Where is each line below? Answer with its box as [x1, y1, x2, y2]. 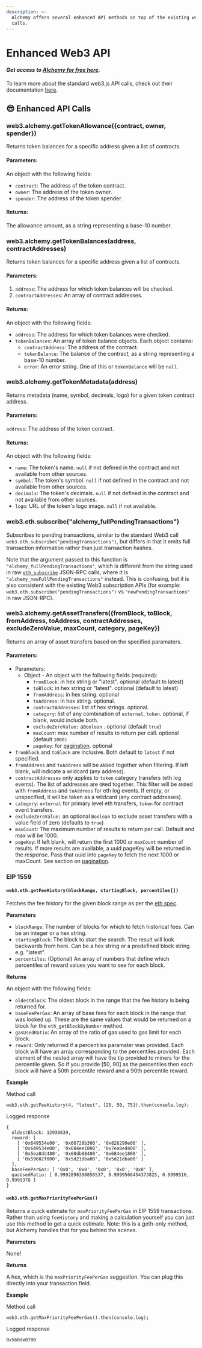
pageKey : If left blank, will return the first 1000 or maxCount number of [14, 838, 183, 846]
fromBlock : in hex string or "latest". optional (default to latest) [32, 678, 184, 685]
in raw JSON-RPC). [6, 594, 54, 601]
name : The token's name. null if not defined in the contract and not [14, 464, 180, 471]
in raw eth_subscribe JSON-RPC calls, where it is [6, 568, 128, 576]
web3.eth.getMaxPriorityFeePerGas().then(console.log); [6, 1315, 149, 1321]
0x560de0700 [6, 1337, 36, 1343]
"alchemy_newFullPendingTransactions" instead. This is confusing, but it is [6, 575, 189, 582]
